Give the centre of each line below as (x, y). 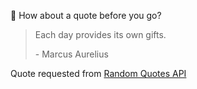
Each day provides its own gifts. (100, 34)
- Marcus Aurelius (71, 54)
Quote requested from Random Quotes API (98, 73)
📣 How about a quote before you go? (86, 15)
